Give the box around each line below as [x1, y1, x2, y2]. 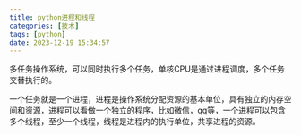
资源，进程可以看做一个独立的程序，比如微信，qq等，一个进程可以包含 [24, 105, 287, 116]
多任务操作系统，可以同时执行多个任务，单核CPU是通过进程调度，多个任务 [9, 63, 285, 74]
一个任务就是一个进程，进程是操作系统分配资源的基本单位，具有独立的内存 [9, 94, 284, 105]
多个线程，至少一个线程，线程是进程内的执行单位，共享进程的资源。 [9, 116, 261, 127]
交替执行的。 [9, 75, 56, 86]
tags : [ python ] [9, 30, 66, 38]
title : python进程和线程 [9, 13, 96, 22]
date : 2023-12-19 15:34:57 [9, 38, 110, 47]
